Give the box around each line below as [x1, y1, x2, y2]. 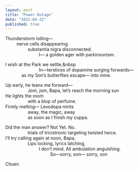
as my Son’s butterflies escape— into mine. [21, 72, 112, 79]
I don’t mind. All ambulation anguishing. [38, 146, 121, 152]
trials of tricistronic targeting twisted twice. [27, 130, 117, 136]
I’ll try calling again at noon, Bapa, [5, 135, 76, 141]
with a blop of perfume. [27, 98, 77, 105]
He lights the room [5, 93, 44, 99]
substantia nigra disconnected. [27, 46, 92, 52]
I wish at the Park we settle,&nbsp [5, 61, 76, 67]
